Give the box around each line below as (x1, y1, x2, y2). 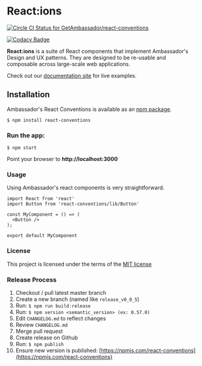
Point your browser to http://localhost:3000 (7, 156, 118, 163)
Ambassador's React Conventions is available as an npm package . (7, 106, 172, 113)
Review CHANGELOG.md (15, 321, 68, 328)
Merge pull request (15, 327, 63, 335)
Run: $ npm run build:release (15, 301, 91, 309)
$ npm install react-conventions (7, 117, 91, 123)
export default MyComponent (7, 233, 78, 239)
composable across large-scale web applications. (7, 60, 131, 68)
